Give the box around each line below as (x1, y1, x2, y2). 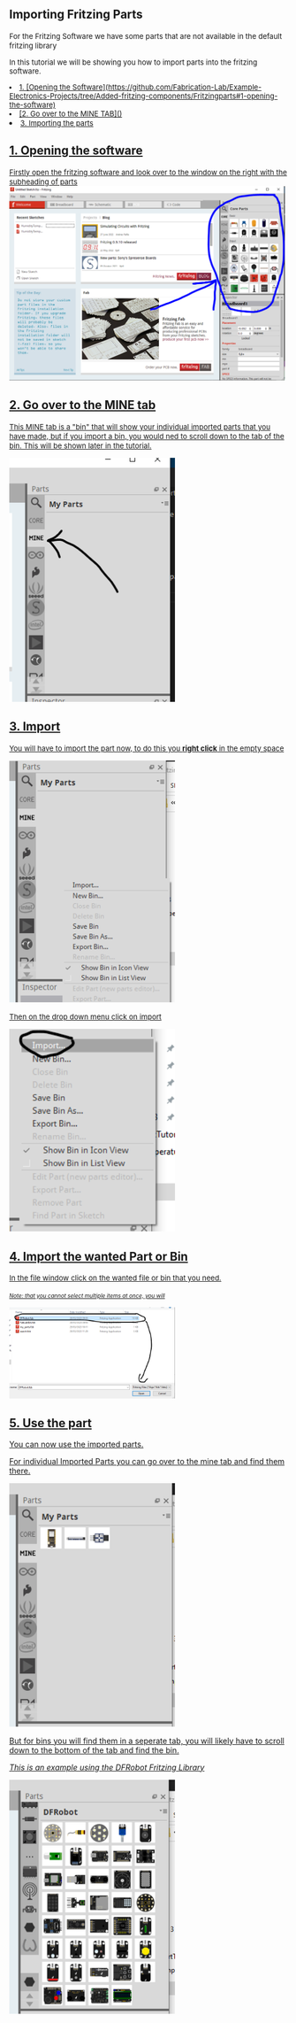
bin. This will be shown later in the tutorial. (9, 440, 152, 451)
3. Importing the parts (20, 118, 95, 127)
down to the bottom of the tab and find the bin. (9, 1744, 179, 1756)
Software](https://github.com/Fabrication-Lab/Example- (72, 81, 262, 92)
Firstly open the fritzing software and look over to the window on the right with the (9, 167, 287, 177)
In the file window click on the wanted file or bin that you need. (9, 1272, 222, 1283)
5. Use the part (9, 1416, 93, 1431)
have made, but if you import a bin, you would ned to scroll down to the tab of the (9, 431, 285, 441)
